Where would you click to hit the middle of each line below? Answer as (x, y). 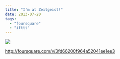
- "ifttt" (20, 28)
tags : (11, 19)
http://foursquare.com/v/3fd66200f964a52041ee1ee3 (60, 51)
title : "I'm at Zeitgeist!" (34, 10)
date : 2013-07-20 (23, 14)
